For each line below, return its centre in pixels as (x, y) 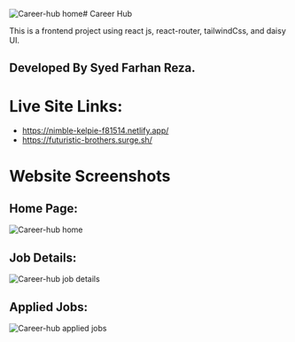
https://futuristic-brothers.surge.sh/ (87, 140)
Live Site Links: (66, 106)
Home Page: (43, 208)
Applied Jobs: (49, 307)
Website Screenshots (90, 176)
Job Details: (43, 257)
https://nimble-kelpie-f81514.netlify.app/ (95, 131)
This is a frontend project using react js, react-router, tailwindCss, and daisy (147, 31)
